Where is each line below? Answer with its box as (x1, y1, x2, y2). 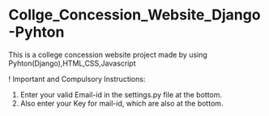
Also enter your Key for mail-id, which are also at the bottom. (19, 98, 224, 108)
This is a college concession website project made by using (8, 49, 208, 59)
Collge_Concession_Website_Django (8, 6, 261, 24)
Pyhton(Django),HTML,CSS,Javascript (8, 58, 136, 68)
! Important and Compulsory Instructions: (8, 74, 146, 84)
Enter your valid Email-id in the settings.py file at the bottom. (19, 89, 223, 99)
